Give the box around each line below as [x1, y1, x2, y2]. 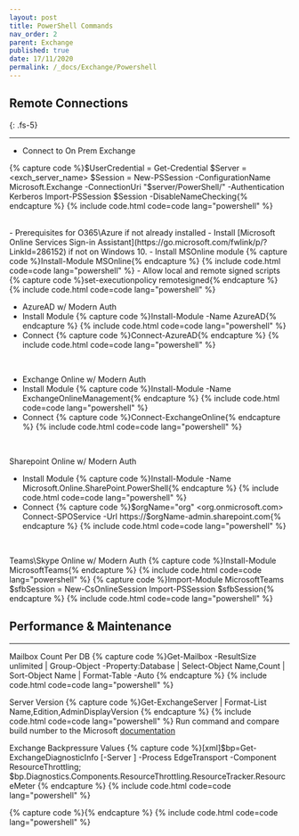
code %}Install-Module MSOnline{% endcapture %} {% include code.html [9, 255, 281, 266]
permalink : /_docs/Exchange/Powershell [9, 63, 158, 72]
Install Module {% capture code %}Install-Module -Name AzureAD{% [21, 310, 278, 321]
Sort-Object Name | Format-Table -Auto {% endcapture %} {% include [9, 670, 267, 681]
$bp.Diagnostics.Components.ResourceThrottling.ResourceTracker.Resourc [9, 771, 287, 782]
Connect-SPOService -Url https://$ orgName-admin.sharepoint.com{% [21, 510, 282, 522]
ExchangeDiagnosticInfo [9, 751, 100, 763]
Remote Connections [9, 95, 129, 112]
